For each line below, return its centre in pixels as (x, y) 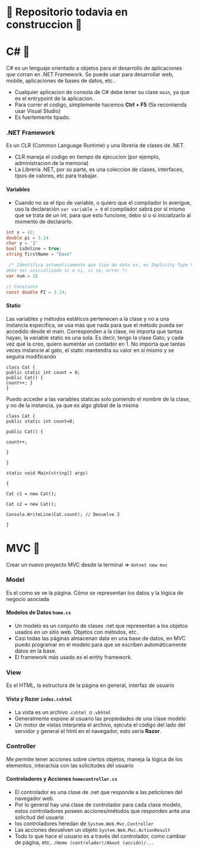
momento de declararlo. (44, 221)
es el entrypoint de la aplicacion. (54, 99)
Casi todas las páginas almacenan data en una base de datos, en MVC (100, 638)
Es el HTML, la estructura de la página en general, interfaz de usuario (90, 685)
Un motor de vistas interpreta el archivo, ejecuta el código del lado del (100, 725)
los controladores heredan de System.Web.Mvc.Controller (84, 824)
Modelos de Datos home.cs (39, 612)
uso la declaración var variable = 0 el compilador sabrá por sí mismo (100, 209)
